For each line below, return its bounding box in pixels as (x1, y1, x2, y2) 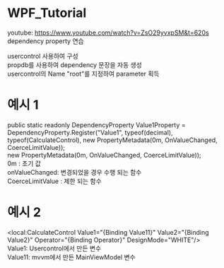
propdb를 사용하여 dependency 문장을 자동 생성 (7, 60, 143, 69)
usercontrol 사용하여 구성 (7, 52, 79, 60)
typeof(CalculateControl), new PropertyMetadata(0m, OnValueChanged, (7, 136, 218, 144)
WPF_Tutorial (7, 5, 87, 21)
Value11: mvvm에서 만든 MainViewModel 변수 (7, 252, 136, 261)
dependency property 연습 (7, 37, 84, 45)
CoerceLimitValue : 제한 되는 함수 (7, 177, 102, 185)
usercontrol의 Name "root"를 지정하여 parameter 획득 (7, 69, 160, 78)
